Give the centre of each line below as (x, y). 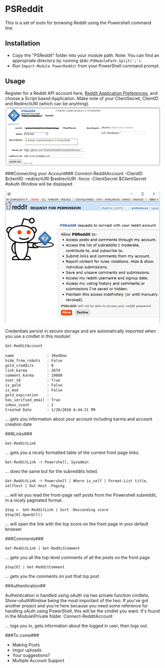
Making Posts (26, 645)
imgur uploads (27, 650)
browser (14, 529)
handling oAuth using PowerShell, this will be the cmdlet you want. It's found (82, 611)
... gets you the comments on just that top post (52, 576)
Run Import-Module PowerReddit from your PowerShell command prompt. (86, 65)
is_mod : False (34, 390)
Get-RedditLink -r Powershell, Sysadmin (47, 462)
